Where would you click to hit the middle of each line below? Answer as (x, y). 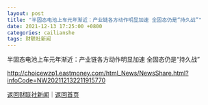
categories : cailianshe (41, 33)
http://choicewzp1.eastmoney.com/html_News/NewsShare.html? (98, 73)
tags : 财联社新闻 (29, 39)
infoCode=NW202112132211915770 (56, 80)
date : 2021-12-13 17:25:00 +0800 (55, 26)
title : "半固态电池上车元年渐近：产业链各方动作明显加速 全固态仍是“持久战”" (104, 20)
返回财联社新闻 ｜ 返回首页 (43, 95)
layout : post (26, 13)
